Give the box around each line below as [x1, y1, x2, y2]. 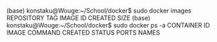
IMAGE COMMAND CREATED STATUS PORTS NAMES [6, 28, 160, 36]
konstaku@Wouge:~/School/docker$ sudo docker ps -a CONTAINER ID [6, 21, 210, 29]
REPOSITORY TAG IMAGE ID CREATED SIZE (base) [6, 14, 151, 22]
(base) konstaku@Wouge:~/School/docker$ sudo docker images [6, 7, 191, 14]
